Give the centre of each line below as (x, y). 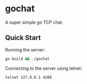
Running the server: (25, 49)
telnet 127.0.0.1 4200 (28, 77)
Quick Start (23, 38)
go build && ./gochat (27, 59)
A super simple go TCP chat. (34, 22)
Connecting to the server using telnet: (44, 68)
